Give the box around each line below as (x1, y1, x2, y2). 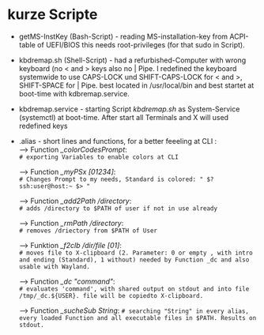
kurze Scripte (7, 6, 98, 24)
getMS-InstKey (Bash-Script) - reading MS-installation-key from (18, 32, 228, 41)
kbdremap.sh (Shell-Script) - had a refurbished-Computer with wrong (18, 55, 247, 65)
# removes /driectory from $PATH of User (18, 227, 157, 235)
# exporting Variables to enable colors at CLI (18, 152, 179, 161)
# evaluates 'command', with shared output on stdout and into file (18, 284, 250, 293)
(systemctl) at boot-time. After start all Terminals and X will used (18, 112, 229, 122)
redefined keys (18, 121, 68, 130)
